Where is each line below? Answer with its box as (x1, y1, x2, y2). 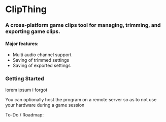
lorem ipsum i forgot (5, 87, 48, 93)
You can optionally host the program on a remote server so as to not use (5, 96, 157, 102)
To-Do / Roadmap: (5, 111, 44, 117)
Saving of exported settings (12, 62, 71, 69)
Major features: (5, 40, 39, 47)
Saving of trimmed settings (12, 57, 70, 63)
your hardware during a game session (5, 102, 85, 108)
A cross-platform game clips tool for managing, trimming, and (5, 22, 161, 29)
